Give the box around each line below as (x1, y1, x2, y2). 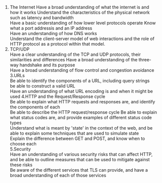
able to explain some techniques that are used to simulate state (9, 131, 139, 136)
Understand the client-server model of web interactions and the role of (9, 36, 155, 42)
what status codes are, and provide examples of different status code (9, 115, 152, 120)
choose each (9, 141, 37, 146)
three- (138, 57, 152, 62)
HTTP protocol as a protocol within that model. (9, 41, 106, 46)
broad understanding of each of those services (9, 173, 107, 178)
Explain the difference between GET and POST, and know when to (9, 136, 145, 141)
